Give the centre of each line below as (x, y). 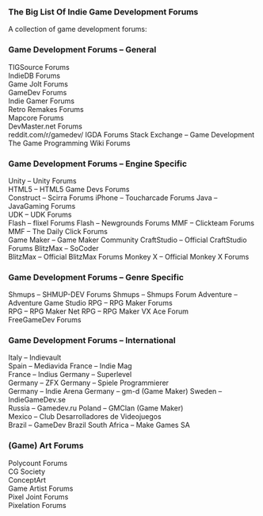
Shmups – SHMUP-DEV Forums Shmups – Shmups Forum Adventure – (123, 295)
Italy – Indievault (35, 358)
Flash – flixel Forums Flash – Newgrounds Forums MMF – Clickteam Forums (131, 223)
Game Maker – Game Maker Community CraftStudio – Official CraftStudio (128, 240)
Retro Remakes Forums (46, 109)
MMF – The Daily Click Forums (58, 231)
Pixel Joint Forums (38, 497)
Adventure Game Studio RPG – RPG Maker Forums (90, 303)
